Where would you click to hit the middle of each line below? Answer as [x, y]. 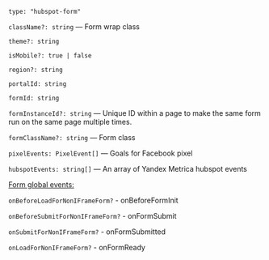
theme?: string [34, 41]
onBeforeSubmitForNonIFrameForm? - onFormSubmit [92, 216]
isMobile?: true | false [50, 56]
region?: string [36, 70]
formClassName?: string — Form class [72, 137]
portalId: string [38, 84]
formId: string [34, 98]
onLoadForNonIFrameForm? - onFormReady [77, 247]
